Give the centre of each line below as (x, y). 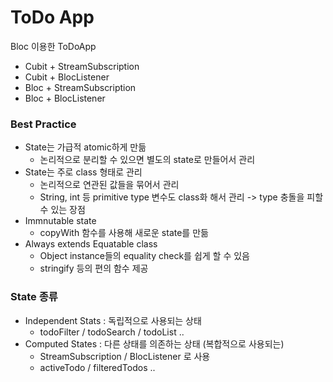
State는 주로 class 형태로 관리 (83, 172)
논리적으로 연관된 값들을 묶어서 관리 (109, 185)
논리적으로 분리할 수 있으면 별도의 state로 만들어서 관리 (147, 160)
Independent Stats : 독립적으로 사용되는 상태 (113, 320)
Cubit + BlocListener (67, 77)
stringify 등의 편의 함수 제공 (94, 268)
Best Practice (43, 124)
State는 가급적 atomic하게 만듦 (85, 147)
